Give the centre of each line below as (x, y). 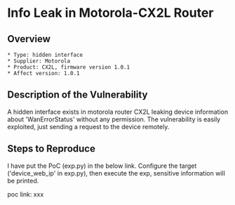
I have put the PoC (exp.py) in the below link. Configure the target (102, 166)
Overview (29, 39)
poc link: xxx (26, 194)
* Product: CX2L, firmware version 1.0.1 (69, 67)
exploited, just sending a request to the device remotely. (88, 126)
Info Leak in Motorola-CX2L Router (110, 13)
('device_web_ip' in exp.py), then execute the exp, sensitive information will (116, 173)
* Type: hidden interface (45, 55)
